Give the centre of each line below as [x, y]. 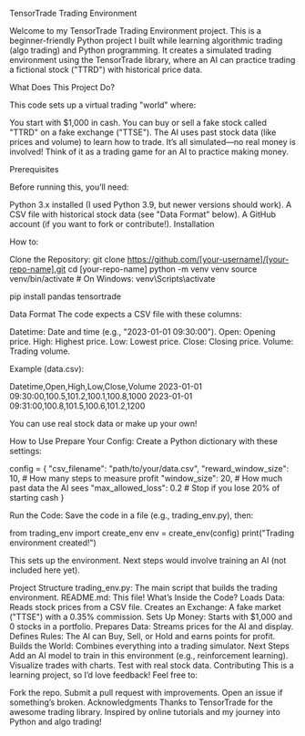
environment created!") [53, 543]
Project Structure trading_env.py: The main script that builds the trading [143, 588]
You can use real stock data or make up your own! [103, 424]
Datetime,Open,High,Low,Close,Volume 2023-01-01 [106, 386]
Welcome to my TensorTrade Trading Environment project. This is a [136, 31]
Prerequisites [34, 169]
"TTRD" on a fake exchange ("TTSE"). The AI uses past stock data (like [143, 132]
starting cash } [37, 498]
